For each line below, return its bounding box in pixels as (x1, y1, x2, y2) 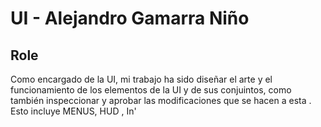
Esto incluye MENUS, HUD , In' (10, 105, 137, 117)
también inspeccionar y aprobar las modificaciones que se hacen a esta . (10, 95, 312, 106)
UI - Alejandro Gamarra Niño (10, 7, 250, 30)
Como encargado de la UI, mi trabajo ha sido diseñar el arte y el (10, 73, 273, 85)
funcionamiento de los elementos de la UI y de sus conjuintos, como (10, 84, 292, 96)
